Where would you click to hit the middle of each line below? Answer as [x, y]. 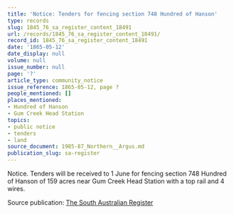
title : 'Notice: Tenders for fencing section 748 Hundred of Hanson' [113, 14]
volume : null [27, 61]
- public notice [31, 127]
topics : [19, 120]
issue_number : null [36, 67]
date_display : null [36, 54]
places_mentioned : [34, 101]
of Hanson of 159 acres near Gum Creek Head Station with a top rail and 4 [116, 181]
